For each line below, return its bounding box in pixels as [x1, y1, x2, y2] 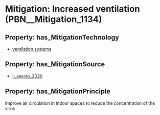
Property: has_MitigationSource [5, 60, 105, 69]
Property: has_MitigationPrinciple [5, 87, 111, 96]
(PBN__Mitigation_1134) [5, 14, 102, 25]
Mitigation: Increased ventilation [5, 3, 140, 15]
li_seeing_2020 [12, 73, 43, 79]
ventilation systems [12, 46, 51, 52]
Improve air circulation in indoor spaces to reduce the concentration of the [5, 100, 155, 106]
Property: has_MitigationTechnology [5, 33, 119, 41]
